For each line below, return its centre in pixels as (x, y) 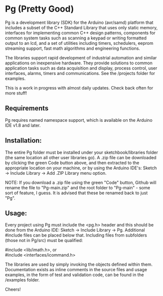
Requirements (27, 108)
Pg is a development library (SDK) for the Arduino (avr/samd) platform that (79, 22)
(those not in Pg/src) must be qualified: (44, 240)
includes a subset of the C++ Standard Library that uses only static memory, (81, 27)
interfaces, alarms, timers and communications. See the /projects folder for (80, 73)
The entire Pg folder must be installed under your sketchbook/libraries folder (82, 152)
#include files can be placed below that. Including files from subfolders (76, 235)
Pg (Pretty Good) (40, 9)
